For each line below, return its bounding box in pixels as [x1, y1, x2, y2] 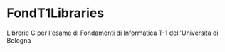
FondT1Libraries [6, 5, 105, 21]
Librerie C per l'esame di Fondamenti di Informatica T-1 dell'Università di [6, 28, 219, 37]
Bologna [6, 36, 31, 44]
